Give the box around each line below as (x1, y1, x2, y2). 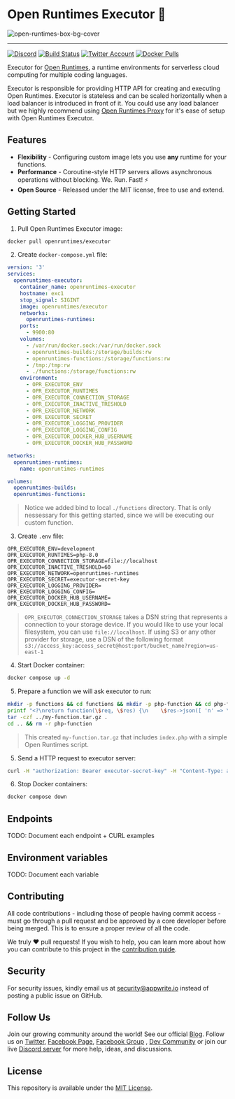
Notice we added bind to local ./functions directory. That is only (24, 504, 212, 512)
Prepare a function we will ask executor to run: (17, 687, 152, 695)
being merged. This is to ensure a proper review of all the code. (7, 923, 190, 933)
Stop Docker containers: (17, 780, 88, 788)
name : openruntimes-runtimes (20, 465, 105, 472)
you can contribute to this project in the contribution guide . (7, 944, 177, 953)
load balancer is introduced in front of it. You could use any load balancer (7, 99, 219, 107)
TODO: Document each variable (7, 870, 99, 879)
